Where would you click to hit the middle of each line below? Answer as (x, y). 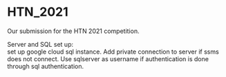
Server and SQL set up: (40, 44)
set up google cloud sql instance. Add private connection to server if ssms (113, 52)
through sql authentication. (46, 66)
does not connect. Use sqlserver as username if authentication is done (108, 58)
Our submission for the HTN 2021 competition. (73, 31)
